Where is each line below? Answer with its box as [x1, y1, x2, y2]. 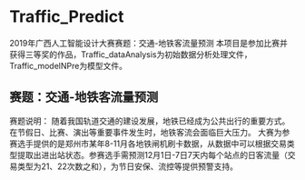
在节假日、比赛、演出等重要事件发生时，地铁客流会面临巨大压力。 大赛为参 [9, 126, 290, 137]
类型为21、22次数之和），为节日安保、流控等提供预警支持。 [16, 161, 239, 172]
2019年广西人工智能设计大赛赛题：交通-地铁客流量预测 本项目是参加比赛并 [9, 37, 289, 48]
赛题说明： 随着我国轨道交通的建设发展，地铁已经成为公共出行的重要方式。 [9, 115, 290, 126]
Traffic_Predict [9, 6, 124, 27]
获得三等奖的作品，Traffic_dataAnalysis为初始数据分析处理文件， [9, 48, 252, 60]
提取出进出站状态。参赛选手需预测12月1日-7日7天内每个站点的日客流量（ [16, 149, 288, 160]
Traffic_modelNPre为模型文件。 [9, 60, 127, 71]
